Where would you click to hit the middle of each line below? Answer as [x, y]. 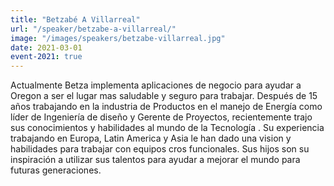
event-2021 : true [46, 57]
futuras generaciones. [56, 170]
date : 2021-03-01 [46, 47]
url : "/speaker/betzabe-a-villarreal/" [93, 29]
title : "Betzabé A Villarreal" [75, 19]
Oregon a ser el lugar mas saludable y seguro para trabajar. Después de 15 [164, 96]
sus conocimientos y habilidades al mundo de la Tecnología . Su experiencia [167, 128]
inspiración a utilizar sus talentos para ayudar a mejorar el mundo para [155, 160]
